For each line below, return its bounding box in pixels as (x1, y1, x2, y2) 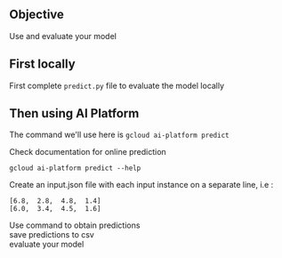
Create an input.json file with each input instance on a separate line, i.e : (9, 180, 274, 190)
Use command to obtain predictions (9, 220, 141, 230)
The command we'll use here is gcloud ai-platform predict (9, 129, 230, 141)
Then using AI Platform (9, 106, 140, 121)
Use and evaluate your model (9, 30, 117, 41)
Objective (9, 7, 65, 22)
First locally (9, 57, 76, 72)
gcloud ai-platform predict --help (9, 164, 141, 173)
